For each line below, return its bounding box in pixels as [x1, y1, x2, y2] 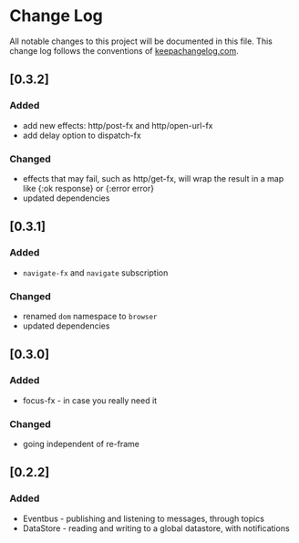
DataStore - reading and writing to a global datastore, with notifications [22, 522, 290, 534]
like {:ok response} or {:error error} [22, 183, 155, 193]
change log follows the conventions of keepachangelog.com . [9, 45, 239, 56]
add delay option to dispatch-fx [22, 130, 141, 141]
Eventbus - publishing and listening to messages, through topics [22, 513, 264, 524]
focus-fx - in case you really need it [22, 394, 158, 406]
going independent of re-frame [22, 438, 139, 449]
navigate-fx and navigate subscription [22, 266, 169, 278]
